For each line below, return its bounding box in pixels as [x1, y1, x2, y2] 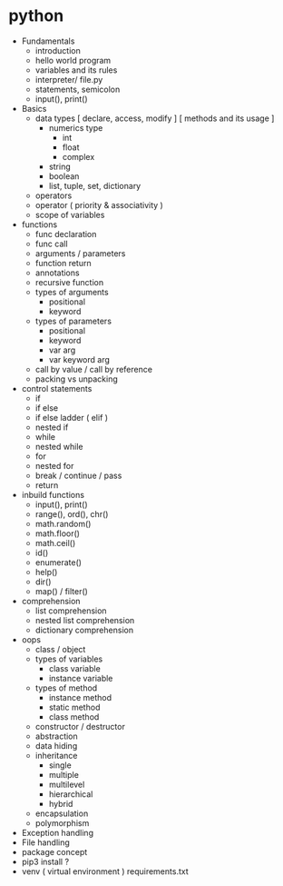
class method [48, 711, 100, 722]
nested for [34, 460, 74, 471]
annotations [34, 267, 80, 278]
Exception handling [21, 827, 94, 838]
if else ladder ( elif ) [34, 412, 109, 423]
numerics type [48, 122, 103, 133]
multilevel [48, 779, 85, 790]
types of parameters [34, 315, 112, 326]
